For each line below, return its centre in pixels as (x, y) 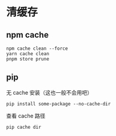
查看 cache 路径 (26, 116)
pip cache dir (24, 127)
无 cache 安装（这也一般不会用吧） (49, 92)
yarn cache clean (28, 54)
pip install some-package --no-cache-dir (59, 104)
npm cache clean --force (37, 49)
